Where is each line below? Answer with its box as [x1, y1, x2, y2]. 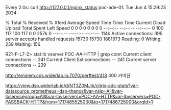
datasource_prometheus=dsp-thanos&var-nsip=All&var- [5, 88, 124, 94]
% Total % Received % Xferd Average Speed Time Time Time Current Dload [5, 20, 166, 25]
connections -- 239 [5, 62, 46, 68]
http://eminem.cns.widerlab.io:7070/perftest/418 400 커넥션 [5, 72, 131, 78]
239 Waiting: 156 [5, 41, 41, 47]
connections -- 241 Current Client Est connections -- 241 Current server [5, 57, 157, 63]
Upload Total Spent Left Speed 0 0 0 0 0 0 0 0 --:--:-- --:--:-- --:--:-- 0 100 [5, 25, 164, 31]
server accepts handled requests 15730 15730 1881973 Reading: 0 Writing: [5, 36, 162, 42]
